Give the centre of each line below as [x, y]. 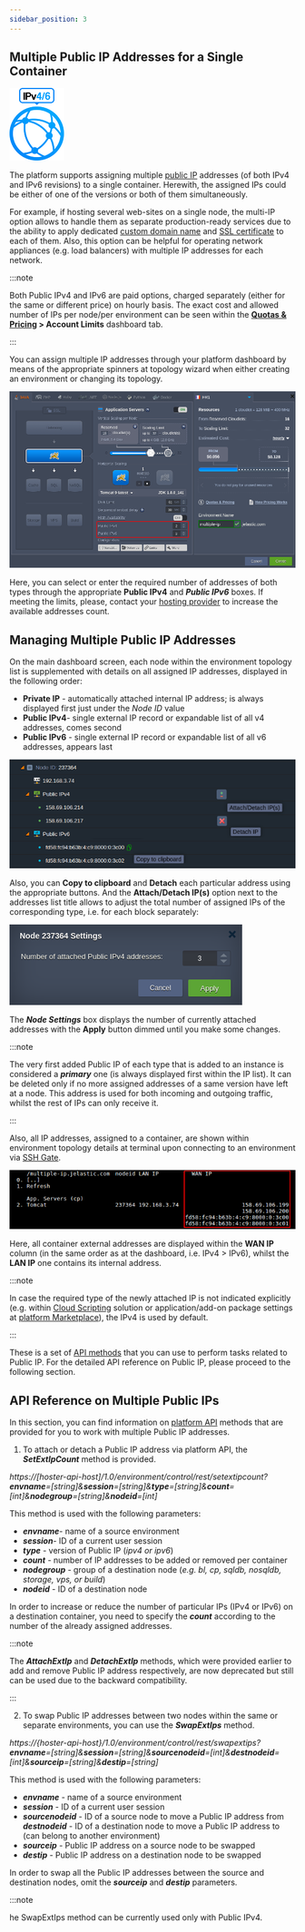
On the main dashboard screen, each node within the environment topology [151, 662]
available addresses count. [60, 612]
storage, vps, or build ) [64, 1580]
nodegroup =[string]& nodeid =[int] [94, 1496]
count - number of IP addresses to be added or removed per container [155, 1560]
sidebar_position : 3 [49, 19]
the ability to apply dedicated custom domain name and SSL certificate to [147, 231]
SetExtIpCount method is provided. [89, 1459]
